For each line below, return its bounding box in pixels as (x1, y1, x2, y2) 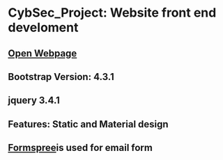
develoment (8, 19, 79, 35)
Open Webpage (8, 47, 77, 59)
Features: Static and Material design (8, 118, 169, 130)
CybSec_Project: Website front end (8, 5, 217, 21)
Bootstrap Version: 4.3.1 (8, 71, 114, 83)
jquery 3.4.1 (8, 95, 60, 106)
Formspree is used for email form (8, 142, 153, 154)
